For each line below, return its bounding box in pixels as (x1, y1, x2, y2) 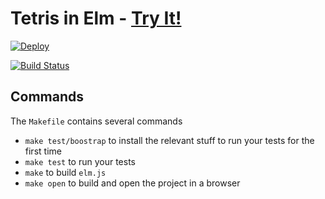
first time (24, 145, 62, 157)
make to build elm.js (24, 166, 107, 178)
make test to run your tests (24, 155, 137, 167)
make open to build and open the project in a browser (24, 177, 241, 189)
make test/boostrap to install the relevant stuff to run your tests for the (24, 134, 315, 146)
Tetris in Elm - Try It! (10, 7, 182, 30)
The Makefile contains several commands (10, 115, 183, 127)
